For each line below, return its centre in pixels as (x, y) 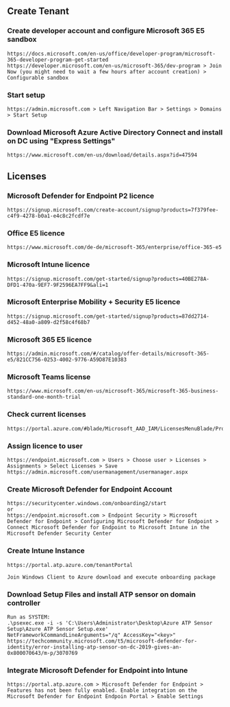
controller (24, 603)
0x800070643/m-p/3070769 (42, 653)
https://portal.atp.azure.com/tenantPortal (70, 565)
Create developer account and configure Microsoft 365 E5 (106, 31)
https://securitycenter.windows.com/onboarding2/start (87, 504)
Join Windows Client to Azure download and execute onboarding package (111, 577)
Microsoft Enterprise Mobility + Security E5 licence (94, 302)
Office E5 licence (36, 233)
